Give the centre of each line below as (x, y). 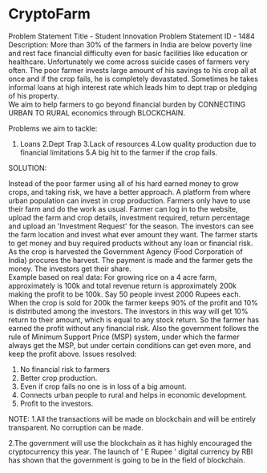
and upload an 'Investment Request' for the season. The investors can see (131, 226)
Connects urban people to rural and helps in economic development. (133, 394)
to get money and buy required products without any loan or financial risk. (131, 243)
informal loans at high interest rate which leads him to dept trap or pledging (133, 87)
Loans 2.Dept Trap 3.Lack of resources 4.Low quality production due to (138, 144)
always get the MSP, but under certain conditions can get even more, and (129, 345)
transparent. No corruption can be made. (76, 427)
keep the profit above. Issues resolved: (73, 354)
